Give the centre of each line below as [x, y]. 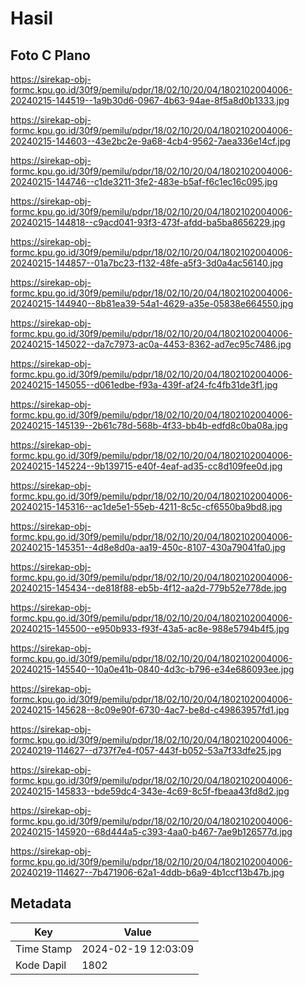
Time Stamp [44, 949]
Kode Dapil [41, 965]
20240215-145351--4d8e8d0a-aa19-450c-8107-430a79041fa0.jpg [148, 547]
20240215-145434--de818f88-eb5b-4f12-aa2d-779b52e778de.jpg [148, 588]
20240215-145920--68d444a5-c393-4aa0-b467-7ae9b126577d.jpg [151, 831]
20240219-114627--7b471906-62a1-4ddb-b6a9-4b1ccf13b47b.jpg [147, 872]
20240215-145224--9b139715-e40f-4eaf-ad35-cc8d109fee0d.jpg [146, 466]
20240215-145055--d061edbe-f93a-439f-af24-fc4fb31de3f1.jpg [144, 385]
